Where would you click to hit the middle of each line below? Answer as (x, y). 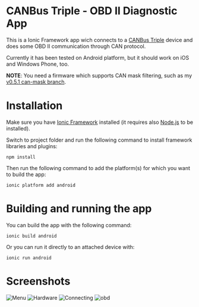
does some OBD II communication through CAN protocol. (76, 46)
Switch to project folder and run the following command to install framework (99, 140)
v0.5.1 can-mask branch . (36, 82)
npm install (21, 157)
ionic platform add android (41, 185)
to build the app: (26, 174)
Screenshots (38, 281)
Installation (34, 106)
